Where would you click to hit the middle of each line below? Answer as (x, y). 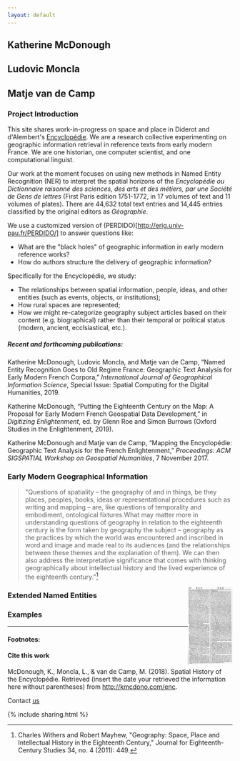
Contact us (24, 701)
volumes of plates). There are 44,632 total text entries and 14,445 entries (115, 204)
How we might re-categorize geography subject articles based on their (122, 313)
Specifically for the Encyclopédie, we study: (72, 276)
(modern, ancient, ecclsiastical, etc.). (72, 328)
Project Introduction (43, 114)
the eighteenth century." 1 (61, 577)
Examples (25, 615)
